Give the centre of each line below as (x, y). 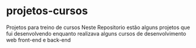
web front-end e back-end (39, 40)
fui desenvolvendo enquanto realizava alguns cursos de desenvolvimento (96, 33)
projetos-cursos (47, 11)
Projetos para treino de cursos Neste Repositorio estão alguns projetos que (98, 27)
